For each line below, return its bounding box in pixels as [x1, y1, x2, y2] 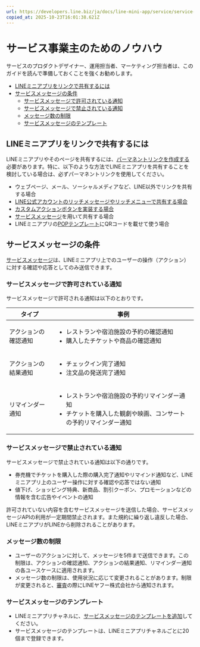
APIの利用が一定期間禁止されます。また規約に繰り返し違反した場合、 [21, 513, 192, 520]
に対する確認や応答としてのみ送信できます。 [6, 264, 115, 271]
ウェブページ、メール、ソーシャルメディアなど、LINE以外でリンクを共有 [14, 183, 192, 190]
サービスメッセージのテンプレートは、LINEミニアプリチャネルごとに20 [14, 627, 189, 635]
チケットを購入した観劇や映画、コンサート [65, 410, 186, 418]
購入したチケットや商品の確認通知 [65, 337, 162, 345]
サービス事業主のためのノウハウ [6, 42, 163, 55]
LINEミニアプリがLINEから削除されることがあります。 [6, 521, 138, 528]
